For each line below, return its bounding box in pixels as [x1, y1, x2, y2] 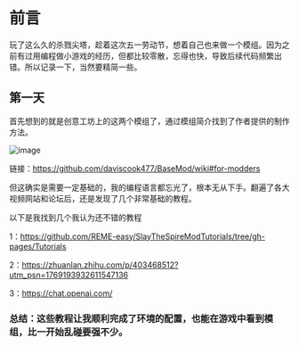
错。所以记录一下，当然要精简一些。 [9, 62, 142, 72]
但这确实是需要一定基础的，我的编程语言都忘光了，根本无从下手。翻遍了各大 [9, 182, 290, 193]
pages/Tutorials [9, 241, 67, 251]
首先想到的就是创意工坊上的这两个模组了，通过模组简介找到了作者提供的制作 [9, 115, 290, 126]
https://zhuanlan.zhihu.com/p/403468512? [21, 259, 179, 270]
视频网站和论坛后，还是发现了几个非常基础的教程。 [9, 193, 197, 203]
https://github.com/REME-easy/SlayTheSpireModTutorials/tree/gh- [20, 231, 265, 242]
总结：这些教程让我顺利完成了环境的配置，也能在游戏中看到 [9, 312, 265, 325]
